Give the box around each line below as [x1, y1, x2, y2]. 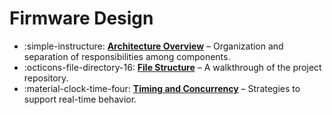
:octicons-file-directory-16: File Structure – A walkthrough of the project [23, 61, 322, 73]
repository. [23, 72, 69, 84]
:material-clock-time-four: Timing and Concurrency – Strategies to [23, 82, 301, 94]
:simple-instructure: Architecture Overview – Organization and [23, 40, 284, 52]
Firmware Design [9, 7, 154, 30]
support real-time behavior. [23, 93, 137, 105]
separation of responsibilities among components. [23, 50, 231, 62]
